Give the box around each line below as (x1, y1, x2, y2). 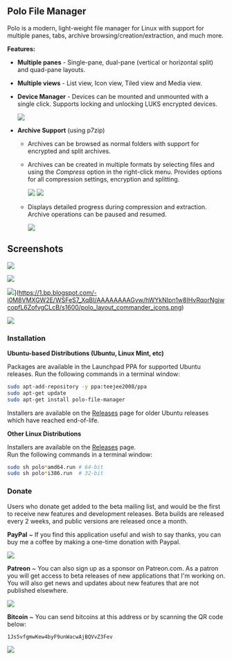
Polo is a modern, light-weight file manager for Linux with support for (7, 24, 204, 32)
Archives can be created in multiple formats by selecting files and (27, 160, 215, 168)
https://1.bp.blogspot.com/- (18, 288, 97, 296)
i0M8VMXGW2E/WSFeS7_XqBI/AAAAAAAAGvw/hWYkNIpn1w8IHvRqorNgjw (7, 296, 225, 304)
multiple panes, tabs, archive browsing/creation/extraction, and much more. (7, 31, 224, 39)
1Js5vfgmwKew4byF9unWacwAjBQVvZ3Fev (7, 633, 113, 640)
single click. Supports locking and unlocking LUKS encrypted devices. (17, 100, 218, 108)
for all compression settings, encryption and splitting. (27, 175, 180, 183)
